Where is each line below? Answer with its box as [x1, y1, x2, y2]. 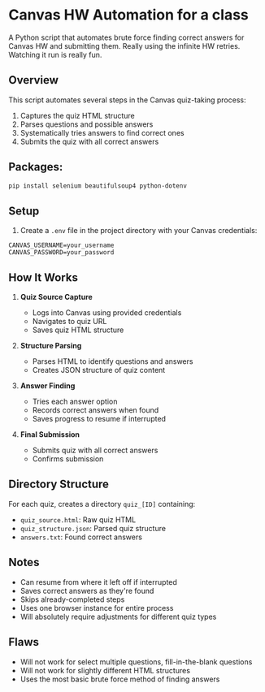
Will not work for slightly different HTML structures [20, 665, 191, 675]
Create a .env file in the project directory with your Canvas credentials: [20, 226, 258, 236]
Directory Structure [8, 478, 110, 491]
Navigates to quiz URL [32, 317, 107, 327]
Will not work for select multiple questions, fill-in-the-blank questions [20, 656, 253, 667]
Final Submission [20, 430, 80, 439]
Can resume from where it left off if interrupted [20, 577, 177, 586]
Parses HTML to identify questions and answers [32, 357, 193, 366]
